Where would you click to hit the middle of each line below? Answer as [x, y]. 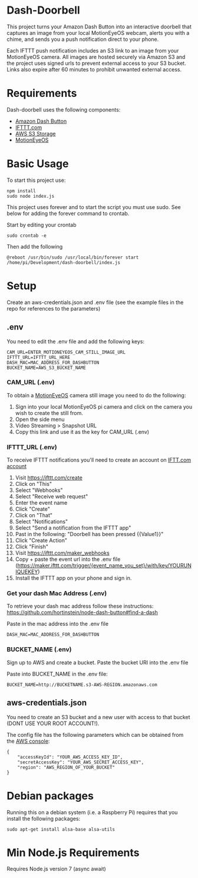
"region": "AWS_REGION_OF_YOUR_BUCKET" [66, 767]
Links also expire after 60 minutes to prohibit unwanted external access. [94, 69]
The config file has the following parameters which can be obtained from [95, 735]
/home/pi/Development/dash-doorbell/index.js [63, 262]
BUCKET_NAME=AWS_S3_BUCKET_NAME [46, 368]
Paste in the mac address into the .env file [57, 624]
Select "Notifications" [42, 522]
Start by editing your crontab [42, 224]
